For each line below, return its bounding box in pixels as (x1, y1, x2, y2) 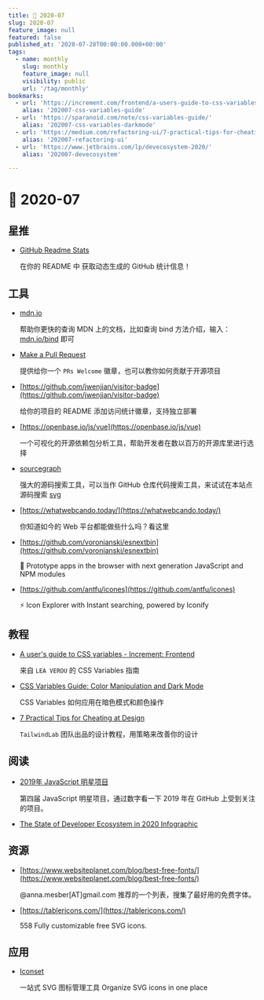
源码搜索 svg (19, 490, 61, 500)
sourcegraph (19, 464, 61, 474)
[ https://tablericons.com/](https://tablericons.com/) (19, 905, 186, 915)
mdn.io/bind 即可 (19, 335, 75, 344)
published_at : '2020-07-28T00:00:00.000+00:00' (8, 41, 167, 49)
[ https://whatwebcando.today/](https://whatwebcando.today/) (19, 506, 222, 515)
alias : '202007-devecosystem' (22, 150, 122, 158)
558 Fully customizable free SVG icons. (19, 921, 148, 930)
